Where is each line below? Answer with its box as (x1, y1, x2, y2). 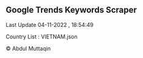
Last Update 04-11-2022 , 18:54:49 (5, 21, 94, 28)
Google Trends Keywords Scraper (5, 5, 137, 15)
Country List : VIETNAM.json (5, 33, 78, 40)
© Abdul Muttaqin (5, 45, 51, 52)
